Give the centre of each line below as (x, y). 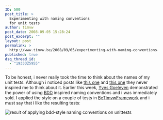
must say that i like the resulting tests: (43, 103)
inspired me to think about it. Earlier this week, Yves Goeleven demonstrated (81, 88)
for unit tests (25, 23)
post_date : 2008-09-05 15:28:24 (38, 32)
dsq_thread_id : (20, 59)
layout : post (18, 41)
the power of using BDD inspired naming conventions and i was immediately (81, 93)
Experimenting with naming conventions (50, 18)
